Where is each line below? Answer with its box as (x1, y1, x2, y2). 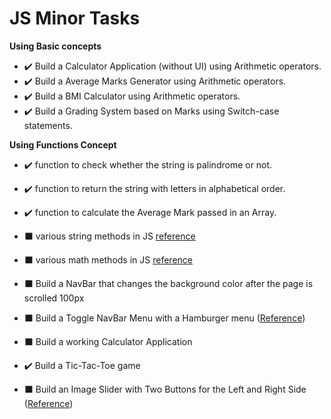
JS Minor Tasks (9, 7, 141, 30)
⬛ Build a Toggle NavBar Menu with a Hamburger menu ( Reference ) (23, 312, 306, 324)
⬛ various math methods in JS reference (23, 253, 193, 266)
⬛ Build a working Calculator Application (23, 335, 193, 347)
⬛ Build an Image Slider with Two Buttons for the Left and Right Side (23, 383, 307, 395)
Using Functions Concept (9, 138, 117, 151)
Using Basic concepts (9, 40, 102, 52)
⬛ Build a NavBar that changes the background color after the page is (23, 277, 314, 289)
